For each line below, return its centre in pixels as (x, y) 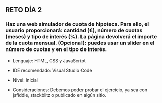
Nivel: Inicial (25, 80)
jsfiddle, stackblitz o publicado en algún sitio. (59, 95)
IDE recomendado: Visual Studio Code (52, 70)
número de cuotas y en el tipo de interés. (56, 49)
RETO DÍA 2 (23, 10)
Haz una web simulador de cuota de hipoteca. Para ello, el (77, 24)
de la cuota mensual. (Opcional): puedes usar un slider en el (80, 43)
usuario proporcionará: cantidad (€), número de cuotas (74, 30)
